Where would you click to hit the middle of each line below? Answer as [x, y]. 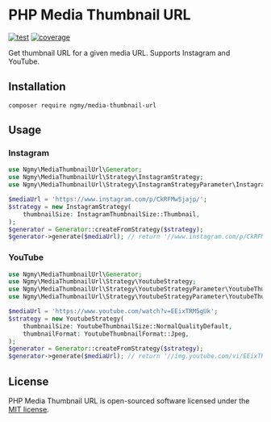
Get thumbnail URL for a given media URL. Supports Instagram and [119, 52]
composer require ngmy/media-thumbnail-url [83, 105]
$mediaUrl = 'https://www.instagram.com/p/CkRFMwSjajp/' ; [108, 199]
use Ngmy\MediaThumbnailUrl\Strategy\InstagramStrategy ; [106, 178]
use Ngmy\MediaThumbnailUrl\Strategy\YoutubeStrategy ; [102, 282]
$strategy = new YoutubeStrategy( [67, 319]
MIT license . [29, 410]
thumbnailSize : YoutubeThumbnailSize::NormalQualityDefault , [127, 326]
